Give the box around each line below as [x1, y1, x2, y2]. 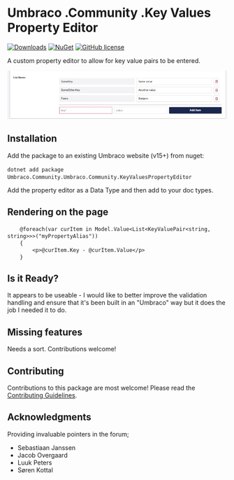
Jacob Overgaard [17, 451, 68, 459]
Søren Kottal [17, 465, 54, 474]
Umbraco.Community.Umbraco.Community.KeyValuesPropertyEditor [7, 174, 192, 181]
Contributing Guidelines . [7, 391, 78, 400]
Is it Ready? [7, 273, 59, 284]
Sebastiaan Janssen [17, 443, 76, 452]
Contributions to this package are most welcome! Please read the [7, 383, 196, 393]
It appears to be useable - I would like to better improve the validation [7, 291, 207, 299]
